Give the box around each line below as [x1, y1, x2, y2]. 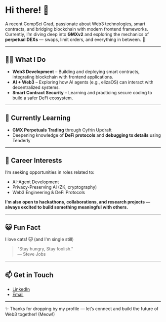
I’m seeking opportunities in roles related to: [5, 169, 95, 175]
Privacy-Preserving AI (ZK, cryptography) [12, 184, 97, 190]
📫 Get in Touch [5, 271, 54, 279]
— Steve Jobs [17, 251, 46, 257]
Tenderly [12, 137, 31, 143]
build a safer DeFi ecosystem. [12, 95, 73, 101]
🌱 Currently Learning [5, 114, 71, 122]
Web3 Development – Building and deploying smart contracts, [12, 69, 140, 75]
